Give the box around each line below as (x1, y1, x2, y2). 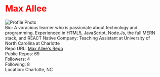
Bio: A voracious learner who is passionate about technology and (5, 24, 138, 30)
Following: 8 (5, 61, 30, 67)
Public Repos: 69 (5, 50, 40, 57)
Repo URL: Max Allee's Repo (5, 45, 63, 51)
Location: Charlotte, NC (5, 66, 53, 72)
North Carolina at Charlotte (5, 40, 60, 46)
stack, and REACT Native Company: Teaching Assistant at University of (5, 35, 151, 41)
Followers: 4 (5, 56, 31, 62)
